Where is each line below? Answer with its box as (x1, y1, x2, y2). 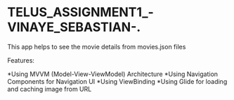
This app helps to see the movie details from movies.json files (7, 42, 186, 51)
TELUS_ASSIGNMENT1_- (7, 4, 155, 20)
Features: (7, 56, 35, 64)
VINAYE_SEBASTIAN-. (7, 19, 141, 35)
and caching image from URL (7, 85, 92, 93)
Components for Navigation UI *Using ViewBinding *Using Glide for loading (7, 77, 228, 85)
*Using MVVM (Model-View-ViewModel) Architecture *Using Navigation (7, 70, 219, 78)
